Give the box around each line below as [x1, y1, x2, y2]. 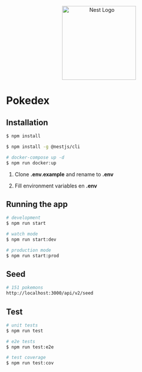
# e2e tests [6, 338, 35, 344]
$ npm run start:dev [6, 237, 57, 242]
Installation [6, 117, 48, 127]
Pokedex [6, 94, 50, 108]
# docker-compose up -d [6, 154, 65, 160]
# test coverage [6, 355, 46, 361]
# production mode [6, 247, 51, 253]
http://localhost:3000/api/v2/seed [6, 290, 94, 296]
